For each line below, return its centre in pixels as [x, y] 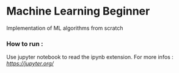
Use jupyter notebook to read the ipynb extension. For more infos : [90, 57]
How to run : [25, 44]
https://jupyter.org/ [30, 64]
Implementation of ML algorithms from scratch [65, 28]
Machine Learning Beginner [78, 11]
